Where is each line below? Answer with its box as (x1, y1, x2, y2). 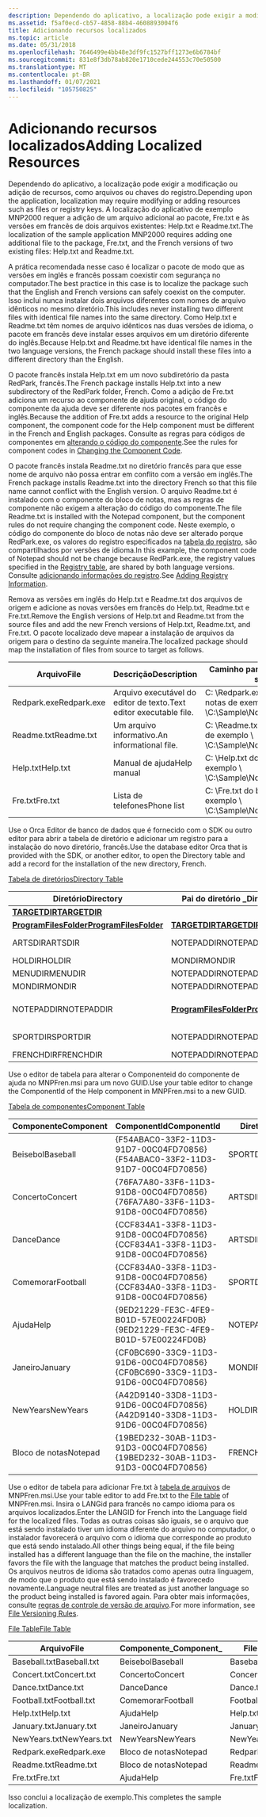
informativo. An (113, 730, 169, 741)
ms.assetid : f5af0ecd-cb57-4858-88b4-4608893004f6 (8, 19, 179, 27)
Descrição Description (113, 669, 198, 680)
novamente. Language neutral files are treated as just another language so (8, 1583, 249, 1593)
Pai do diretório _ (181, 893, 247, 905)
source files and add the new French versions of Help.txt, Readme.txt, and (8, 620, 251, 629)
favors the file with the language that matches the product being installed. (8, 1559, 249, 1568)
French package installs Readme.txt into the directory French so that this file (8, 478, 257, 488)
